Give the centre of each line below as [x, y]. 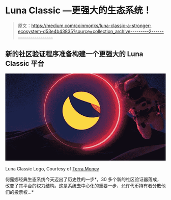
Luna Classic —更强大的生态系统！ [79, 10]
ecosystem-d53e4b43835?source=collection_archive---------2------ [91, 31]
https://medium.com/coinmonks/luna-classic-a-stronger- [91, 26]
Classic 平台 [25, 64]
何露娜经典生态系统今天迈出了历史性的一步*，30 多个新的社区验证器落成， [83, 179]
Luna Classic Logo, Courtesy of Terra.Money [52, 168]
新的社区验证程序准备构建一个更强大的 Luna [74, 54]
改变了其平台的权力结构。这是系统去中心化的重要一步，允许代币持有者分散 [83, 185]
